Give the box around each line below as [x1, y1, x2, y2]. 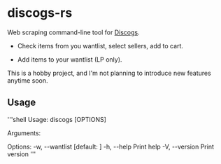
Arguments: [7, 128, 41, 137]
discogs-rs [7, 5, 73, 21]
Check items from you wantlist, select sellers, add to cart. [17, 41, 184, 50]
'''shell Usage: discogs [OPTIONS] [7, 115, 107, 123]
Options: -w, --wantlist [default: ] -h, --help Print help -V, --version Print [7, 142, 215, 151]
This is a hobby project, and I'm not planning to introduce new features [7, 69, 211, 77]
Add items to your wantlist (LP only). [17, 55, 122, 64]
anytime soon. [7, 76, 48, 85]
